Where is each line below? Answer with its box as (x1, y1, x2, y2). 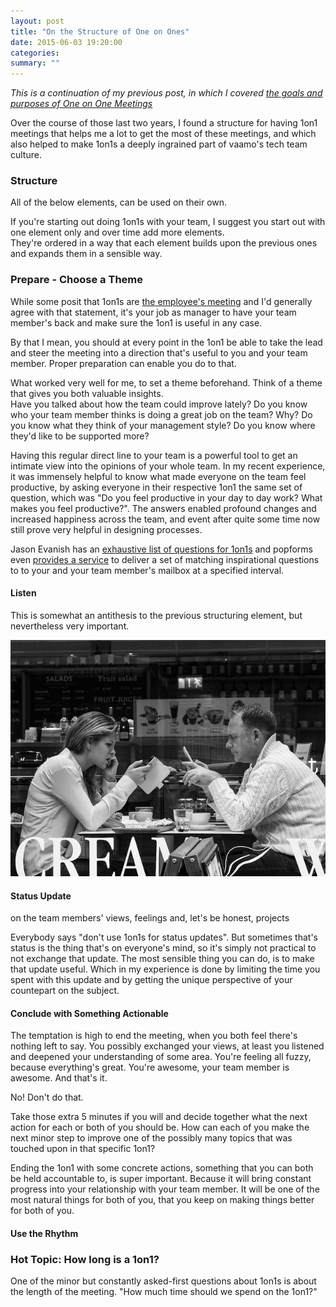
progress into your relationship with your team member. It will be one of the (10, 1183, 320, 1195)
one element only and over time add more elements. (10, 226, 225, 239)
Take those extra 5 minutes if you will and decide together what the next (10, 1111, 308, 1123)
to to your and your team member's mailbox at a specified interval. (10, 564, 285, 576)
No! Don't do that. (10, 1091, 84, 1104)
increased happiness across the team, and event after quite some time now (10, 513, 321, 525)
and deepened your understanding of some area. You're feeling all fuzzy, (10, 1051, 312, 1063)
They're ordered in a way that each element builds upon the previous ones (10, 237, 318, 249)
